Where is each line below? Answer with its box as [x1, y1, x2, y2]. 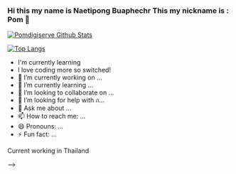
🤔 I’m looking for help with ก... [17, 96, 105, 104]
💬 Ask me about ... [17, 104, 72, 112]
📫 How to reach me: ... [17, 112, 86, 121]
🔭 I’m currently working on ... [17, 73, 102, 82]
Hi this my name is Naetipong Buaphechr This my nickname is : [7, 6, 230, 16]
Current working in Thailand [7, 146, 90, 155]
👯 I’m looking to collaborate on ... [17, 88, 114, 97]
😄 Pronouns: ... [17, 122, 64, 131]
